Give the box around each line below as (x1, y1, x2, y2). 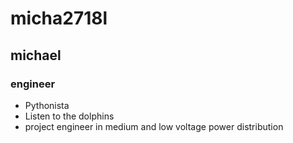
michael (10, 47, 62, 64)
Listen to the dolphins (24, 110, 115, 122)
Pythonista (24, 99, 70, 111)
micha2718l (10, 7, 108, 30)
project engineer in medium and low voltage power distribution (24, 120, 284, 132)
